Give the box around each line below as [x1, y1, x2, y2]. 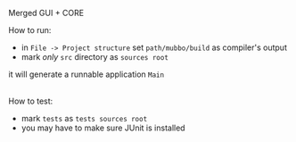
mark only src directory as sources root [21, 52, 169, 62]
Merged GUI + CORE [8, 8, 85, 18]
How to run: [8, 25, 52, 35]
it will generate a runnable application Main [8, 69, 165, 79]
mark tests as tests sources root [21, 113, 148, 123]
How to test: [8, 96, 53, 106]
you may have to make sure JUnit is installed [21, 122, 185, 133]
